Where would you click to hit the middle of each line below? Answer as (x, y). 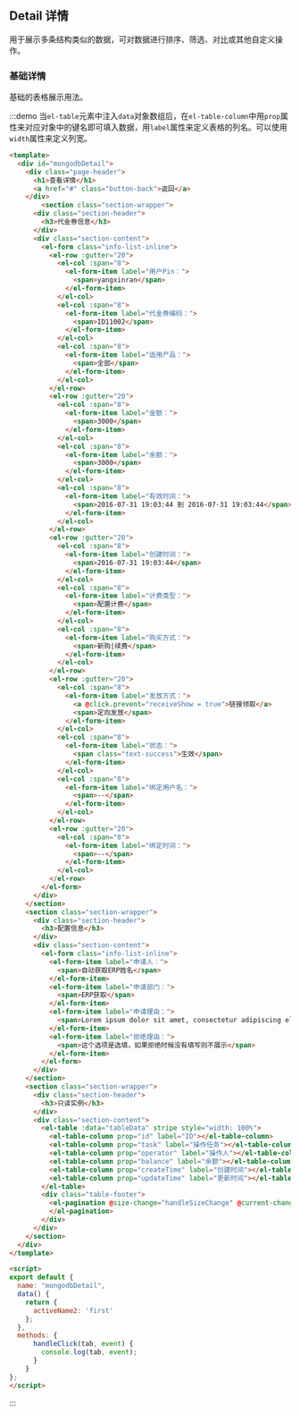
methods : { (37, 1335)
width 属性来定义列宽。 (50, 139)
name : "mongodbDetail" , (61, 1286)
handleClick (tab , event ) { (83, 1344)
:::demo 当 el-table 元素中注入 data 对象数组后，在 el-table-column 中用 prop (145, 116)
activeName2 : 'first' (73, 1310)
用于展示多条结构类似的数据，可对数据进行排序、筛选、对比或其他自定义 (142, 39)
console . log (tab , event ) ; (90, 1352)
